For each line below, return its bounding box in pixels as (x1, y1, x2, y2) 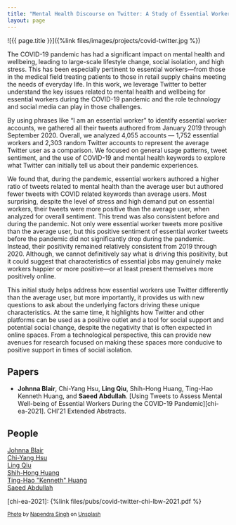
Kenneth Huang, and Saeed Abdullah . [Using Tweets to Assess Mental (17, 392, 223, 400)
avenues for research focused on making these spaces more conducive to (7, 338, 223, 346)
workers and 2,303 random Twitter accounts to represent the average (7, 138, 209, 147)
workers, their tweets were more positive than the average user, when (7, 204, 210, 213)
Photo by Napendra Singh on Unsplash (7, 511, 101, 518)
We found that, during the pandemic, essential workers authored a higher (7, 174, 219, 183)
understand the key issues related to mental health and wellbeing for (7, 87, 206, 96)
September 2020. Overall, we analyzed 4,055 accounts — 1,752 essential (7, 131, 219, 140)
